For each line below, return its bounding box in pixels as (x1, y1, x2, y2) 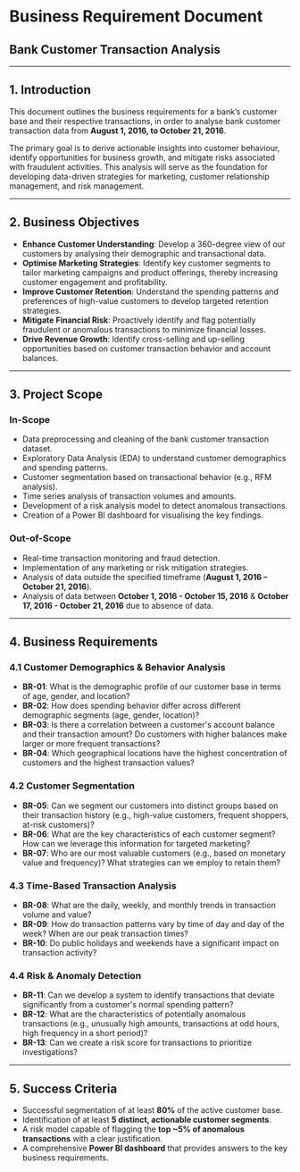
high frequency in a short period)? (21, 1028, 148, 1039)
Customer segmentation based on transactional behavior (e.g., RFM (21, 472, 272, 483)
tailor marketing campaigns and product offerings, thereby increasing (21, 266, 279, 278)
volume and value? (21, 909, 92, 920)
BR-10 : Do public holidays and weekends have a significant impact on (21, 937, 279, 949)
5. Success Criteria (9, 1081, 118, 1096)
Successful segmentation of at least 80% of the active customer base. (21, 1105, 283, 1115)
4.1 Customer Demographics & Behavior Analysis (9, 661, 226, 673)
